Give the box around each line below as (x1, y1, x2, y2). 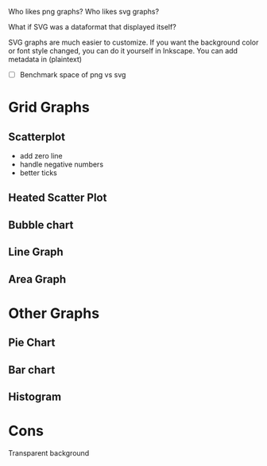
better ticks (19, 168, 57, 178)
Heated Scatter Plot (8, 191, 107, 205)
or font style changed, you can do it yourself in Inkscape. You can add (8, 46, 238, 55)
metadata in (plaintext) (8, 55, 82, 64)
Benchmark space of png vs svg (19, 70, 126, 79)
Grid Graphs (8, 99, 90, 116)
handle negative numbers (19, 159, 104, 170)
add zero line (19, 151, 64, 161)
